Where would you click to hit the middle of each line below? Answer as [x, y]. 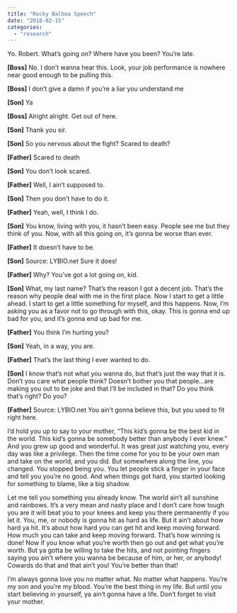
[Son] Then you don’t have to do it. [58, 198]
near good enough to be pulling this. [60, 75]
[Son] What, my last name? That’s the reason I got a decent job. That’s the [115, 288]
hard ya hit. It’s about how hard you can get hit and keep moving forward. [114, 528]
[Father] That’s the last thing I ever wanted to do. [79, 360]
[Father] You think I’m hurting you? [58, 332]
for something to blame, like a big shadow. [69, 484]
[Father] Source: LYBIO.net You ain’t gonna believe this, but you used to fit [116, 410]
